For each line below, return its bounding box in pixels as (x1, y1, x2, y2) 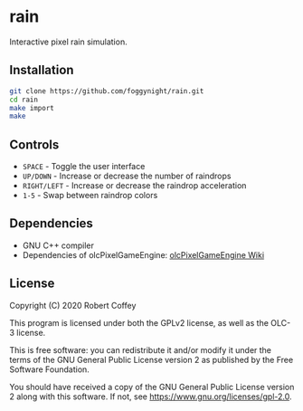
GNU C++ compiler (22, 240, 95, 251)
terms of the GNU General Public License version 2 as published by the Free (9, 354, 294, 365)
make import (9, 103, 54, 112)
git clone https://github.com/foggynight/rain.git (9, 86, 204, 96)
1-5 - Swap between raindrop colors (22, 190, 158, 201)
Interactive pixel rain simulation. (9, 36, 128, 47)
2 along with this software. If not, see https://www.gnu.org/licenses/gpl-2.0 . (9, 391, 292, 402)
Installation (9, 62, 74, 78)
